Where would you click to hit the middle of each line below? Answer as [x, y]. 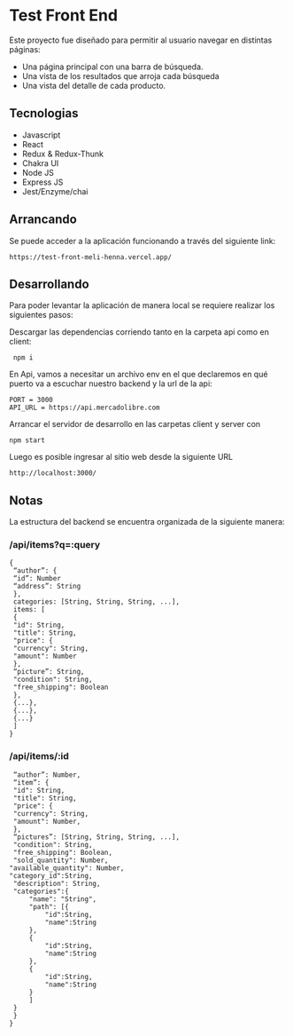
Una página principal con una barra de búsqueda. [112, 67]
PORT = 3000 [31, 400]
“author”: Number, [47, 775]
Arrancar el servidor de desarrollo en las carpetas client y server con [135, 424]
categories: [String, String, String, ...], [96, 602]
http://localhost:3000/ [53, 473]
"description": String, [57, 883]
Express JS [42, 182]
